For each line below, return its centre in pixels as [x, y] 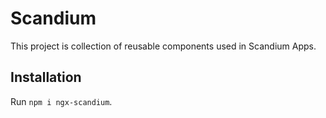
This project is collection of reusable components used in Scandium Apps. [163, 46]
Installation [46, 77]
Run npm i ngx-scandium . [61, 101]
